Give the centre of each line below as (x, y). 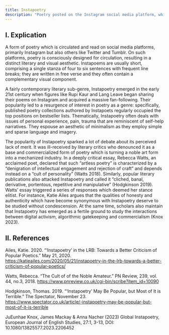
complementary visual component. (41, 79)
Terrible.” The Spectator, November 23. (46, 297)
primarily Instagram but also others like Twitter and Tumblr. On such (75, 52)
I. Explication (26, 35)
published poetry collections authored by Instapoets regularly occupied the (83, 110)
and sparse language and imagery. (41, 132)
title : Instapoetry (26, 10)
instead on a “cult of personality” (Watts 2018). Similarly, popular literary (80, 174)
